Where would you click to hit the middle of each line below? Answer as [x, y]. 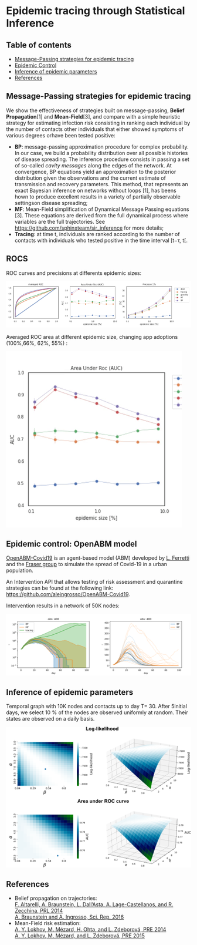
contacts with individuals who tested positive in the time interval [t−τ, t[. [101, 240]
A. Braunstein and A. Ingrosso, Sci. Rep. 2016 [69, 917]
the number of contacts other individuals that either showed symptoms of [95, 129]
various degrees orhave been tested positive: [61, 135]
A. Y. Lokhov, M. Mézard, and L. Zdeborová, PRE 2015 [79, 936]
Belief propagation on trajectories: [56, 898]
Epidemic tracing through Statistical [96, 11]
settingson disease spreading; [51, 203]
